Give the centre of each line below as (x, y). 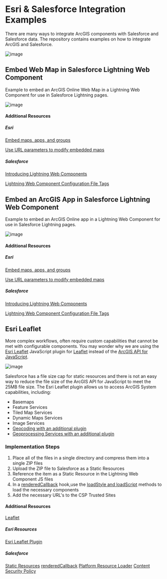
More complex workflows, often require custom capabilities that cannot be (82, 341)
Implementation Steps (32, 447)
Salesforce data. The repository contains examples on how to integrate (78, 39)
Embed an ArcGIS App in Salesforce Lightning (78, 199)
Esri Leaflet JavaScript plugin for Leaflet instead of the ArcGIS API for (77, 352)
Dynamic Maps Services (37, 418)
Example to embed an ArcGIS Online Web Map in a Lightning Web (73, 90)
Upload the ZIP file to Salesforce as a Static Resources (68, 468)
